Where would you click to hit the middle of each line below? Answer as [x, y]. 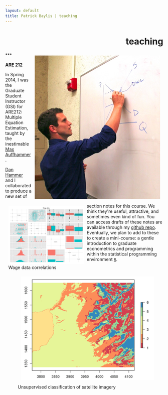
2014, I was [17, 80]
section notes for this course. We [121, 206]
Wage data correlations [32, 267]
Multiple [14, 117]
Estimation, [17, 128]
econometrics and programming [120, 248]
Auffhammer [18, 155]
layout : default [22, 11]
